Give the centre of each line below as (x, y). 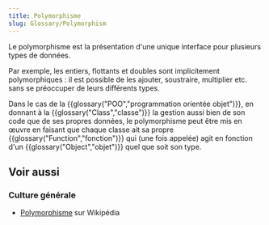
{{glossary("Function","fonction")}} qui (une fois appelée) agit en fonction (130, 138)
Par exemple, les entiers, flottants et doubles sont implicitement (114, 70)
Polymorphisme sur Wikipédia (70, 213)
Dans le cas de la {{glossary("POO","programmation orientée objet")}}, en (131, 104)
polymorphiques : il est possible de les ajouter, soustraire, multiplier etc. (128, 79)
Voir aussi (34, 172)
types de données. (40, 55)
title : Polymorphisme (45, 16)
